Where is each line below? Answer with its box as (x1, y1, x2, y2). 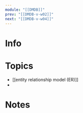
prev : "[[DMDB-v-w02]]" (5, 12, 54, 17)
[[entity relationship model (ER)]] (12, 76, 79, 82)
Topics (5, 60, 33, 72)
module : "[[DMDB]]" (5, 7, 45, 12)
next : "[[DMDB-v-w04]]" (5, 16, 54, 21)
